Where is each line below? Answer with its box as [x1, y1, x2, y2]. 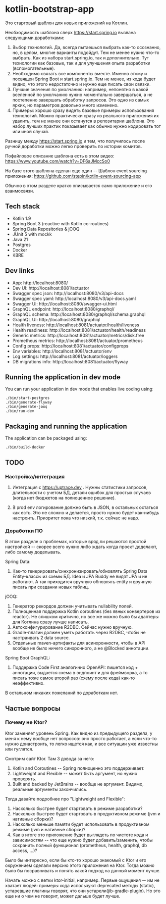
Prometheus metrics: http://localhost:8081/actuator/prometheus [12, 338, 143, 344]
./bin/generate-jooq [5, 404, 48, 409]
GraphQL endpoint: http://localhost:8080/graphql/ [12, 306, 115, 312]
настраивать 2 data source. [12, 635, 70, 641]
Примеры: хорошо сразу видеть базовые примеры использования [12, 107, 155, 113]
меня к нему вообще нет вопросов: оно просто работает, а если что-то [5, 735, 157, 741]
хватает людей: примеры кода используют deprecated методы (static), [5, 882, 155, 888]
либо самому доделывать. [5, 549, 61, 555]
